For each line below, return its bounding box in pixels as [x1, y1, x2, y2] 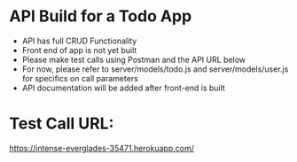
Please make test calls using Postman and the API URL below [21, 54, 246, 65]
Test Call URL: [9, 113, 114, 134]
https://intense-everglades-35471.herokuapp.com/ [9, 143, 195, 153]
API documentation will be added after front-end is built [21, 82, 226, 93]
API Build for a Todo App [9, 6, 192, 27]
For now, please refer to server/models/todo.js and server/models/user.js [21, 64, 289, 74]
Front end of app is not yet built [21, 44, 137, 55]
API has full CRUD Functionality [21, 35, 137, 46]
